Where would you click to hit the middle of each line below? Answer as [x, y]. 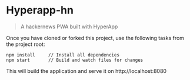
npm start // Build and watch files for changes [75, 60]
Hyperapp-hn [40, 10]
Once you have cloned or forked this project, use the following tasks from [95, 38]
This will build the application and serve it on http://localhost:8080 [86, 71]
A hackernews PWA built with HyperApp [69, 26]
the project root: [26, 44]
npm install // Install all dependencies [63, 55]
